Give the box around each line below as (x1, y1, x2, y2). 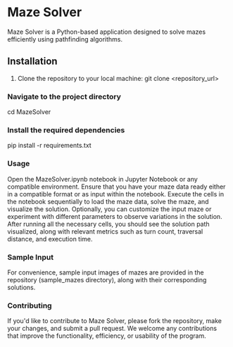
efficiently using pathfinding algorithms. (7, 34, 123, 43)
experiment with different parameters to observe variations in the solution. (7, 212, 223, 220)
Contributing (7, 301, 52, 310)
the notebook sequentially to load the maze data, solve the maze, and (7, 197, 209, 206)
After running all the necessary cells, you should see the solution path (7, 220, 210, 228)
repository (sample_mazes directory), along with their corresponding (7, 275, 207, 284)
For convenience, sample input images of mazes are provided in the (7, 268, 204, 277)
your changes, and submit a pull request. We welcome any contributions (7, 324, 217, 333)
